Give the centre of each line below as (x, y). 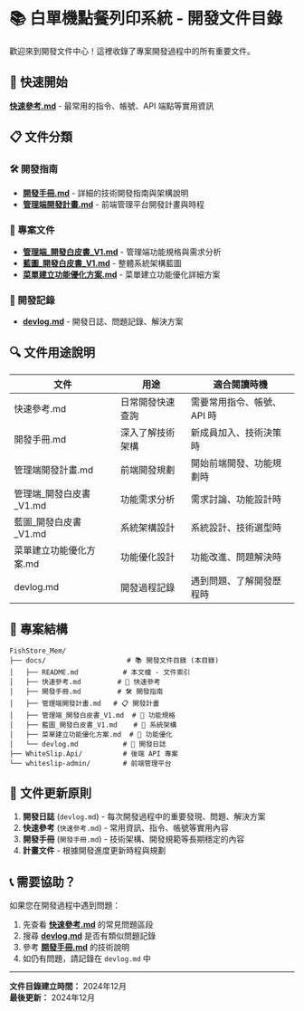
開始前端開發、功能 (232, 463)
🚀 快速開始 (38, 82)
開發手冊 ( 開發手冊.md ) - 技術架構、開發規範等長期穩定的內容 (133, 839)
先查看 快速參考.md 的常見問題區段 (88, 925)
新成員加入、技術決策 (236, 433)
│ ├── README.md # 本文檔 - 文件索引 (100, 672)
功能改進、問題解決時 (236, 557)
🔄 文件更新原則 (51, 793)
